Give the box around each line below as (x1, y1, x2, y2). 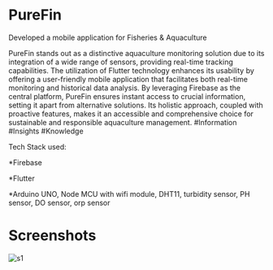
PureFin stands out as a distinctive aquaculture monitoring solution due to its (8, 48, 265, 58)
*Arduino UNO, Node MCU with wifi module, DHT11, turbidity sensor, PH (8, 189, 250, 198)
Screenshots (8, 226, 97, 245)
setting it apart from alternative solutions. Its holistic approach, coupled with (8, 100, 264, 110)
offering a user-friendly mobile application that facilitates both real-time (8, 74, 248, 84)
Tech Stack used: (8, 142, 67, 151)
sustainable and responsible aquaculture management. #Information (8, 117, 237, 127)
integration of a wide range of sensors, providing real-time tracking (8, 57, 233, 67)
